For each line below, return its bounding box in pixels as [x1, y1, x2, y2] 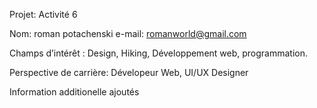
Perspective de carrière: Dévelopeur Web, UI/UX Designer [9, 67, 249, 78]
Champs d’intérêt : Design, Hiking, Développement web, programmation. [9, 47, 309, 59]
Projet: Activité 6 [9, 9, 78, 20]
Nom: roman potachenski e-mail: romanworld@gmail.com [9, 28, 247, 39]
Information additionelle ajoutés [9, 86, 140, 98]
